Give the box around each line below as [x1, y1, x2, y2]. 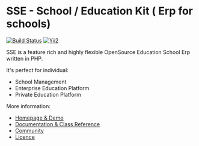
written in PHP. [6, 55, 43, 62]
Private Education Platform [14, 91, 81, 98]
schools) [6, 17, 51, 31]
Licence [14, 133, 35, 141]
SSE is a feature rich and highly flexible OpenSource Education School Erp [6, 48, 191, 55]
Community [14, 127, 44, 134]
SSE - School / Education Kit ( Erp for [6, 4, 194, 18]
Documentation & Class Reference [14, 120, 100, 127]
